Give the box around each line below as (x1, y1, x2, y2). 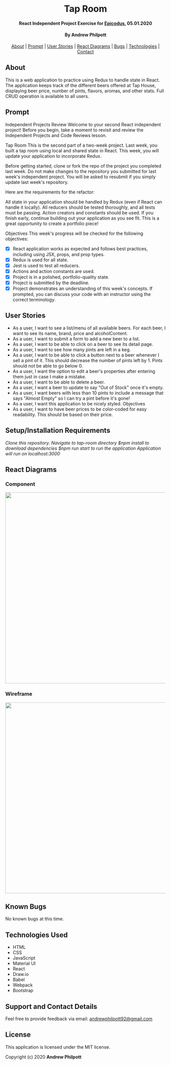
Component (5, 480, 36, 487)
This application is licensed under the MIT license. (5, 1044, 111, 1050)
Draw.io (12, 971, 29, 977)
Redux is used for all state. (12, 257, 69, 263)
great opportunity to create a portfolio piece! (5, 220, 99, 227)
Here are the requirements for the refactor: (5, 189, 95, 195)
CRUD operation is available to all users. (5, 93, 90, 99)
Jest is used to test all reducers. (12, 262, 80, 268)
